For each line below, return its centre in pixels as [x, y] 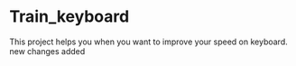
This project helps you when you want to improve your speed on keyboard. [148, 42]
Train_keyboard [69, 17]
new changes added [47, 51]
